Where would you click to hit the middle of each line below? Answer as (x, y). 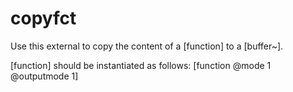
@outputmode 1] (44, 76)
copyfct (43, 18)
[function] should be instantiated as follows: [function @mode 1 (141, 65)
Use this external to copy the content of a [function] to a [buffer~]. (147, 46)
